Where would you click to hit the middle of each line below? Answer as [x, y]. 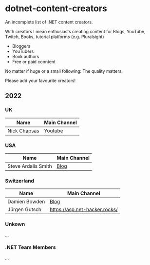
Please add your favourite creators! [40, 81]
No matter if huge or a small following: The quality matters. [64, 71]
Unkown [15, 224]
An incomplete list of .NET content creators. [49, 22]
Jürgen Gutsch [24, 209]
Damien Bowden [26, 202]
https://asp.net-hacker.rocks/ [84, 209]
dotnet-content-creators [56, 9]
